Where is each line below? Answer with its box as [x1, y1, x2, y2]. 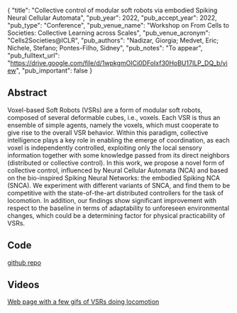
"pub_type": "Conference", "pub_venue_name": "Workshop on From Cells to [7, 21, 229, 29]
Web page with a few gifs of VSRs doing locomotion [7, 297, 160, 306]
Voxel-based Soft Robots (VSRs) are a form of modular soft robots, [7, 106, 203, 114]
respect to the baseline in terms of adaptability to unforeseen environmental [7, 204, 229, 212]
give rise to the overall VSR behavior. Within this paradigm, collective [7, 128, 209, 137]
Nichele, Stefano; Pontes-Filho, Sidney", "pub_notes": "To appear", [7, 44, 203, 52]
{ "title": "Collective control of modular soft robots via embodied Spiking [7, 6, 218, 14]
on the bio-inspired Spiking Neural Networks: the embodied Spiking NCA [7, 173, 220, 182]
